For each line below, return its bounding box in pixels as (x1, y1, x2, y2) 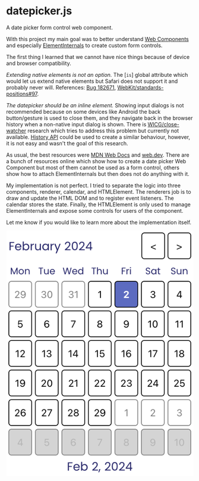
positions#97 (6, 90, 37, 97)
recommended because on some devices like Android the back (6, 108, 161, 115)
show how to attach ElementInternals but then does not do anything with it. (6, 170, 190, 177)
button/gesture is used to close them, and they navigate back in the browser (6, 114, 193, 122)
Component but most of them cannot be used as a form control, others (6, 164, 180, 171)
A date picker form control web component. (6, 24, 113, 31)
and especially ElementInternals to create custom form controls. (6, 42, 163, 49)
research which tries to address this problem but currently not (27, 127, 179, 134)
